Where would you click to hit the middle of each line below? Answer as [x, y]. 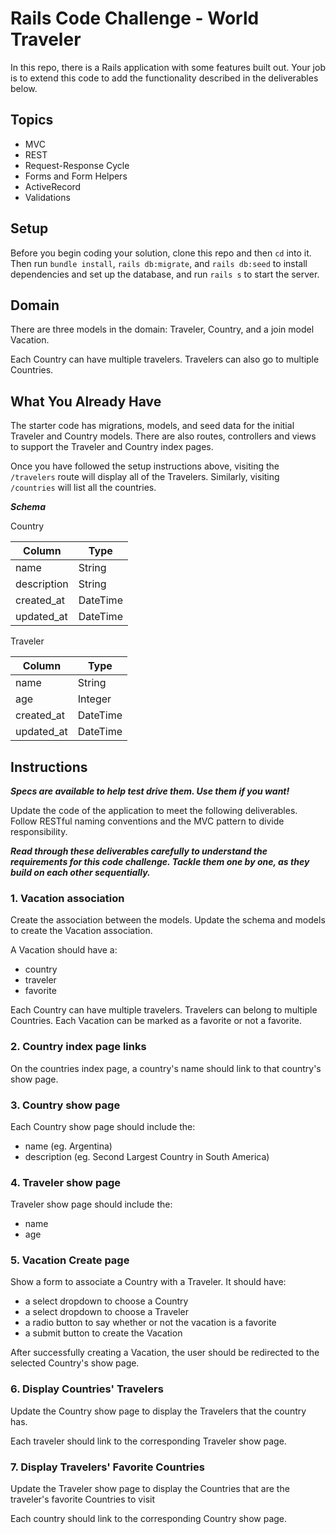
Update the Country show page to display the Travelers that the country [158, 1411]
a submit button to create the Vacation [103, 1333]
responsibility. [39, 831]
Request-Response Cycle [77, 165]
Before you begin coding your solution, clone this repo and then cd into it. [161, 253]
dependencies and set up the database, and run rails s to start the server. [165, 274]
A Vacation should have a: [64, 950]
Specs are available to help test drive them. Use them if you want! [150, 791]
